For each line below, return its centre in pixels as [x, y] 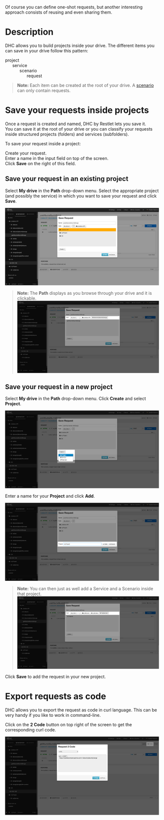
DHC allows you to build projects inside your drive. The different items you [80, 45]
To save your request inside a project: [43, 143]
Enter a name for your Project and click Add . [50, 496]
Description [29, 32]
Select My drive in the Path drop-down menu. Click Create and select [76, 399]
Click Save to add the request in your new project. [55, 676]
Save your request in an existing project [67, 179]
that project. [29, 594]
